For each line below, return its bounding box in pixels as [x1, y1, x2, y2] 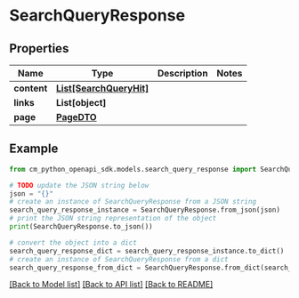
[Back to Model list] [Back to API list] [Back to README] [9, 279, 214, 290]
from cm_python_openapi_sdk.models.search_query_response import [9, 165, 256, 173]
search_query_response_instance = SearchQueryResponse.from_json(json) [9, 205, 280, 214]
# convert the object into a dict [9, 238, 138, 247]
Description [157, 68, 208, 79]
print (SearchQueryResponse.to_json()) [9, 222, 153, 231]
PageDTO [56, 111, 97, 123]
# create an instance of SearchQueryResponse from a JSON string [9, 197, 256, 206]
